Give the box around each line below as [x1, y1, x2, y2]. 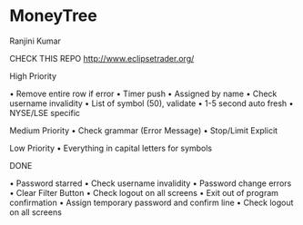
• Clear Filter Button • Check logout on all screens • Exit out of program [9, 187, 279, 198]
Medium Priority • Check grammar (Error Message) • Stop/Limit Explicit [9, 124, 278, 136]
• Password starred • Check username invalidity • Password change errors [9, 178, 292, 189]
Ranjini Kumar [9, 35, 62, 46]
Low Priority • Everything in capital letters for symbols [9, 142, 213, 153]
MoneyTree [9, 5, 97, 26]
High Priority [9, 70, 57, 82]
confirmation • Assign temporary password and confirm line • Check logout [9, 197, 294, 208]
